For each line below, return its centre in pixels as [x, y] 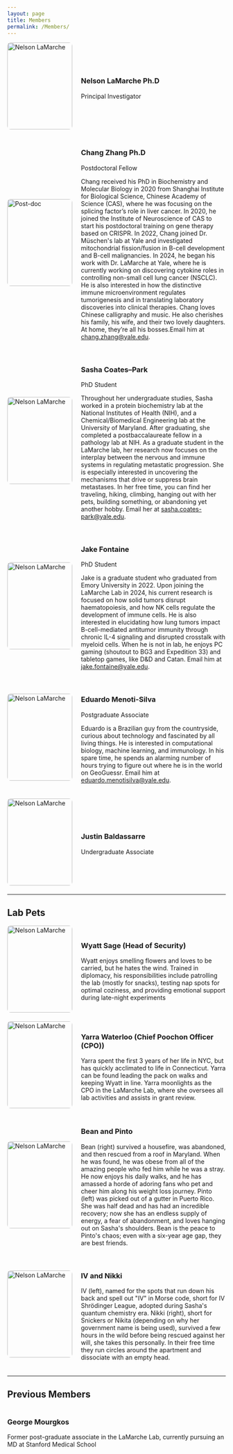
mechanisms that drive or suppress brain [139, 479]
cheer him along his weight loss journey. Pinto [147, 1191]
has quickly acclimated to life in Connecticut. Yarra [153, 1068]
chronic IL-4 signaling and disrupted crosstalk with [153, 637]
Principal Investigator [111, 96]
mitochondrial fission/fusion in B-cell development [153, 248]
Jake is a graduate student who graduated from [149, 578]
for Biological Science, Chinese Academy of [144, 196]
